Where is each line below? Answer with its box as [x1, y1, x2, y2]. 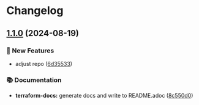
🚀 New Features [6, 46, 54, 55]
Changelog [6, 4, 64, 18]
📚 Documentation [6, 76, 62, 84]
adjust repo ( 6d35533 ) [15, 60, 72, 67]
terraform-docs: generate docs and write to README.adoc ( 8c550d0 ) [15, 92, 193, 100]
